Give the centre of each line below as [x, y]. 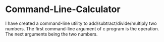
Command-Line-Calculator [63, 9]
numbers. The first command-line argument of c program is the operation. [82, 28]
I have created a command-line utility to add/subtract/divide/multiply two [81, 23]
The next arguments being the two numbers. [51, 34]
